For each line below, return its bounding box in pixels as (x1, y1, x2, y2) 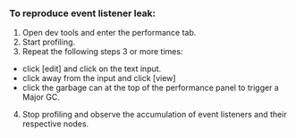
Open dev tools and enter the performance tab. (21, 28, 197, 38)
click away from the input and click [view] (21, 73, 176, 84)
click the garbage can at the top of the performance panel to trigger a (21, 83, 279, 93)
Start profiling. (21, 37, 76, 47)
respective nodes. (21, 118, 89, 129)
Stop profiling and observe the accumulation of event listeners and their (21, 110, 288, 120)
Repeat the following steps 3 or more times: (21, 46, 183, 57)
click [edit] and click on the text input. (21, 63, 162, 74)
